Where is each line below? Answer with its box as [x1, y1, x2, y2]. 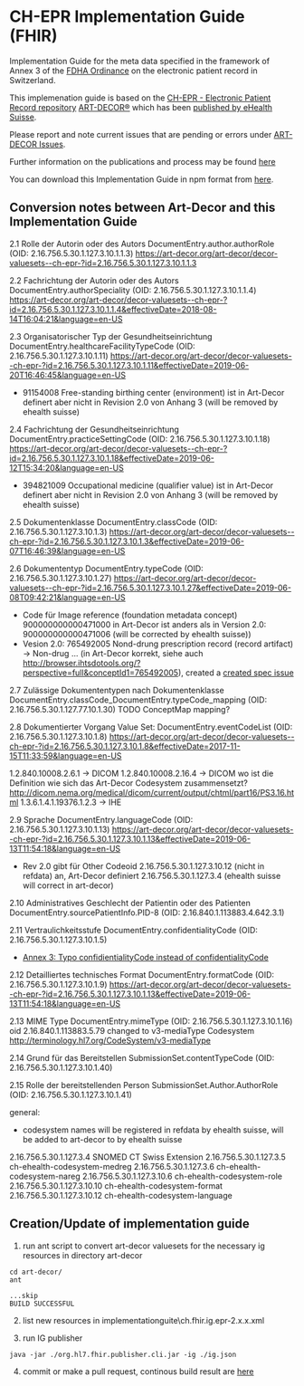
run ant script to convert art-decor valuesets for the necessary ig [22, 1240, 265, 1251]
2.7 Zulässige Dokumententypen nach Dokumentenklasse [9, 684, 224, 695]
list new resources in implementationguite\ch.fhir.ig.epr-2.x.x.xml [22, 1314, 265, 1325]
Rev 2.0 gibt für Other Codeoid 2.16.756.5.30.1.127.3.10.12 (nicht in [22, 860, 265, 871]
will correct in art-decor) [22, 880, 115, 891]
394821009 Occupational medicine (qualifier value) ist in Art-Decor [22, 480, 274, 491]
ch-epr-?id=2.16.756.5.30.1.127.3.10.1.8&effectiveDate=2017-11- [9, 741, 242, 751]
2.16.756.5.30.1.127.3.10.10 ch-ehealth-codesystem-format [9, 1180, 223, 1191]
